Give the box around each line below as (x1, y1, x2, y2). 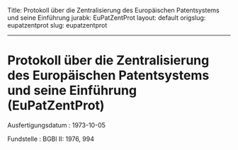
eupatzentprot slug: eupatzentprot (7, 21, 108, 29)
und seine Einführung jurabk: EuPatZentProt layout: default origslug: (7, 13, 206, 22)
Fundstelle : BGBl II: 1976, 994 (7, 134, 94, 143)
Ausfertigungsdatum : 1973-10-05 (7, 120, 106, 129)
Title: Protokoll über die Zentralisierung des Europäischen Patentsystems (7, 6, 220, 14)
